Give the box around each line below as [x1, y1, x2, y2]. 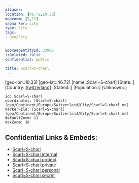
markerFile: [5, 107, 30, 112]
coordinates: [5, 98, 32, 103]
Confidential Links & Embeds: [5, 133, 98, 142]
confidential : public [5, 57, 50, 62]
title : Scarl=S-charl [5, 66, 50, 71]
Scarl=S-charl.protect [12, 157, 57, 163]
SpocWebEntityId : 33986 [5, 48, 54, 53]
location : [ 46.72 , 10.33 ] [5, 12, 56, 17]
